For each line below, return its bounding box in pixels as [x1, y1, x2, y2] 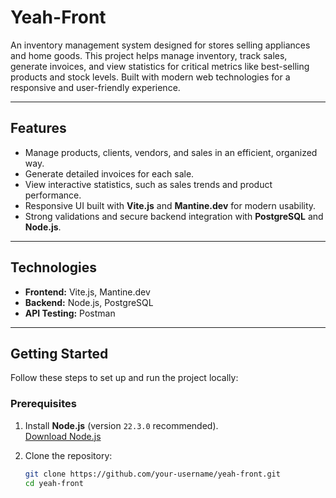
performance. [24, 189, 82, 201]
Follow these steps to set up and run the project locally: [10, 372, 239, 384]
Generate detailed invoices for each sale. [24, 167, 195, 180]
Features [10, 120, 67, 137]
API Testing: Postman [24, 307, 116, 319]
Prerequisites [10, 397, 77, 411]
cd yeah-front [24, 478, 84, 488]
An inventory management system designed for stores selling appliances [10, 39, 311, 51]
